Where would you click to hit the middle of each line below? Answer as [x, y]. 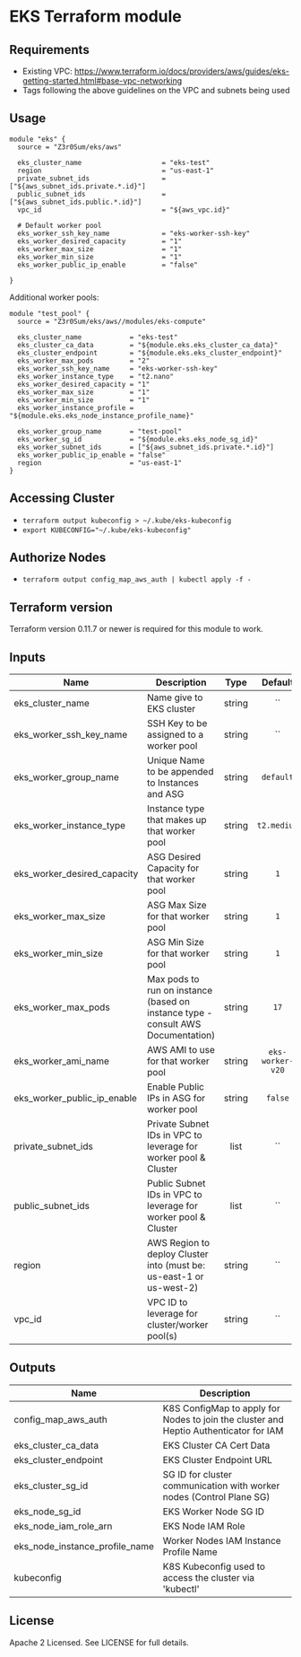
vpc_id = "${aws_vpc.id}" [124, 210]
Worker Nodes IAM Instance [222, 1540]
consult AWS [174, 1024]
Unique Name [176, 760]
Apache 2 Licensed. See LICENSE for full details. [99, 1642]
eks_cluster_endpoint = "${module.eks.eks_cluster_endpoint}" [150, 353]
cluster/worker [178, 1325]
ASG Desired [174, 857]
